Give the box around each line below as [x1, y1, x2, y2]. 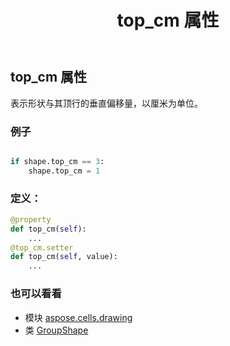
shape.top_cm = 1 [28, 166, 101, 176]
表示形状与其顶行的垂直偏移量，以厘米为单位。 [10, 97, 203, 109]
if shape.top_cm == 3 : [10, 156, 105, 166]
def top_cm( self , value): [10, 252, 118, 262]
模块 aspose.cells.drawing [24, 311, 133, 323]
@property [10, 214, 52, 225]
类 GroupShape [24, 324, 89, 336]
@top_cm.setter [10, 242, 74, 253]
